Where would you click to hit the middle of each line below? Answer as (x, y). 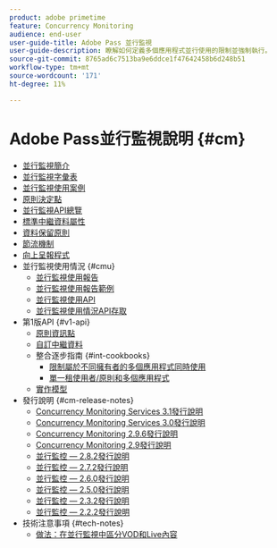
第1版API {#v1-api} (56, 322)
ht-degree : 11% (38, 84)
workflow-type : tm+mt (50, 68)
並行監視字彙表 (50, 176)
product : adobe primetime (57, 17)
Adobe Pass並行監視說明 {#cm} (127, 139)
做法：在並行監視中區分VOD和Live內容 (106, 534)
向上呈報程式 (46, 255)
